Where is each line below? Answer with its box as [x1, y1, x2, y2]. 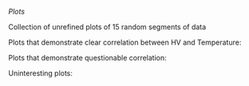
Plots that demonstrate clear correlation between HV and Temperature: [8, 37, 242, 47]
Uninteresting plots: [8, 68, 73, 78]
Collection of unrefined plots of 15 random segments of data [8, 22, 207, 31]
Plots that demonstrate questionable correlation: [8, 53, 168, 62]
